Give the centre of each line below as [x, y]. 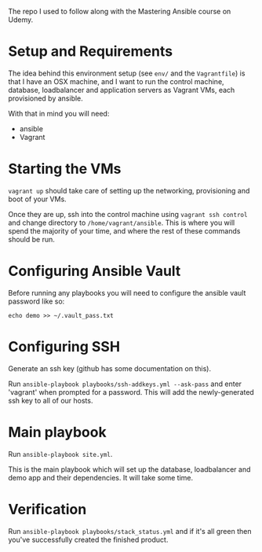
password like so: [36, 301]
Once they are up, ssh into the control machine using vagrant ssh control [128, 214]
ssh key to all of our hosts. [51, 400]
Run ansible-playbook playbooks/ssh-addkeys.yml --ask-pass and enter [125, 384]
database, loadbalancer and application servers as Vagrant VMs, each [122, 90]
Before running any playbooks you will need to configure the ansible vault [127, 293]
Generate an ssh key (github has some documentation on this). [110, 368]
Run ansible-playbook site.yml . [60, 454]
